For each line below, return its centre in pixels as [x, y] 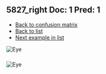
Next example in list [40, 37]
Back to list [29, 31]
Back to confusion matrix [46, 24]
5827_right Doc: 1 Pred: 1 [53, 10]
